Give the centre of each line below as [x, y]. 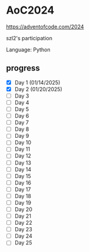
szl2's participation [29, 38]
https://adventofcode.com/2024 [45, 27]
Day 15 [23, 176]
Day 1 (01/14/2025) [37, 82]
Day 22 [23, 223]
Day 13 [23, 163]
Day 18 [23, 196]
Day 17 [23, 189]
